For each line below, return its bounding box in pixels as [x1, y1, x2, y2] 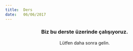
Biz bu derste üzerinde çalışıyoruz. [41, 28, 128, 35]
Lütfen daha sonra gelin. [59, 39, 110, 45]
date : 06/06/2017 [5, 12, 46, 17]
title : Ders [5, 7, 33, 12]
